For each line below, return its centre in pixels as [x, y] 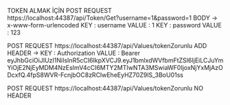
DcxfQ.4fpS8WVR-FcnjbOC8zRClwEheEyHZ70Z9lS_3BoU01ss [95, 75]
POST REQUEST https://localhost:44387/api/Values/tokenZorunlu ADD [107, 46]
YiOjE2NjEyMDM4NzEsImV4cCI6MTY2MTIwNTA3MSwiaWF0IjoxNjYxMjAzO [115, 68]
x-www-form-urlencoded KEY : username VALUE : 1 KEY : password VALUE [114, 25]
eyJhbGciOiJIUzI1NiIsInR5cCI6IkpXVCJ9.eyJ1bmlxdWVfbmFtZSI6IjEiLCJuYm [115, 60]
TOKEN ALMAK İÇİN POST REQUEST [59, 11]
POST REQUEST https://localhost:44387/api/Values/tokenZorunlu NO [105, 88]
